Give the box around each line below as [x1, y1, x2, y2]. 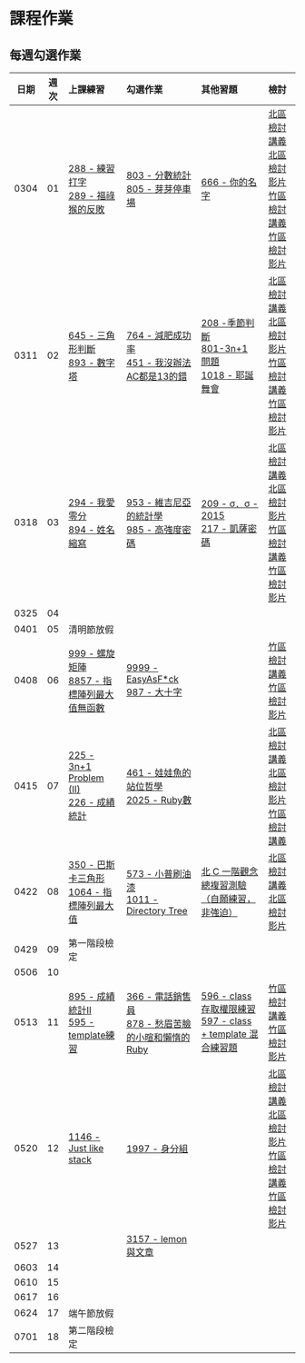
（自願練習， [201, 892, 256, 905]
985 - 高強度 [125, 523, 183, 536]
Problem [67, 771, 104, 784]
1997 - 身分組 [125, 1142, 189, 1155]
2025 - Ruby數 [125, 794, 192, 806]
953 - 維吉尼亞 [125, 496, 192, 509]
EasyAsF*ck [125, 673, 180, 685]
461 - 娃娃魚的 [125, 767, 192, 779]
